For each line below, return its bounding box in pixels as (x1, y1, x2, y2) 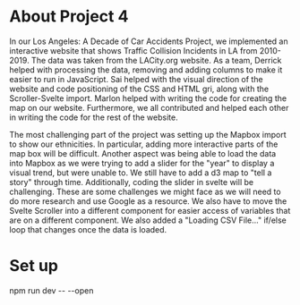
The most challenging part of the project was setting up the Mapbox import (9, 129, 287, 140)
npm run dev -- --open (9, 284, 94, 296)
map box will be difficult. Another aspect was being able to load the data (9, 148, 277, 158)
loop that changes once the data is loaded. (9, 224, 167, 234)
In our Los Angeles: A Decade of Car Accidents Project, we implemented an (9, 36, 288, 47)
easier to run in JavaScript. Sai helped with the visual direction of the (9, 73, 263, 84)
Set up (9, 256, 58, 276)
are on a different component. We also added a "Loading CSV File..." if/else (9, 215, 287, 225)
